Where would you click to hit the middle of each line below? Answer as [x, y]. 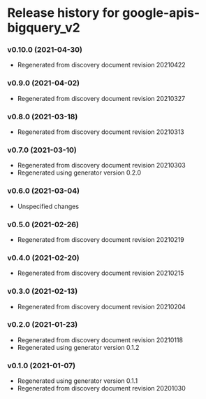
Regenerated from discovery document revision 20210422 [102, 65]
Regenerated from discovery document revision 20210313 [101, 132]
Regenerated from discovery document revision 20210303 [102, 165]
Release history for [64, 13]
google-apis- [161, 13]
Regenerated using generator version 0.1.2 [78, 347]
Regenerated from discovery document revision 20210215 [101, 273]
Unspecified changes [48, 206]
